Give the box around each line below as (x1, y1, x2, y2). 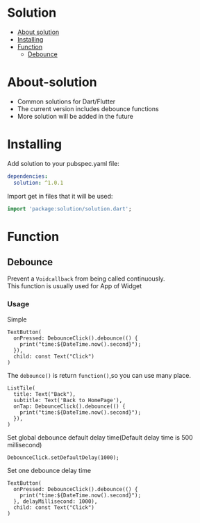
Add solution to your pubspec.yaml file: (7, 159, 120, 167)
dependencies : (7, 172, 49, 180)
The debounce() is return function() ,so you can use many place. (7, 371, 191, 379)
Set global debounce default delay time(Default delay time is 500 (7, 433, 193, 442)
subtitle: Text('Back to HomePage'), (13, 397, 123, 404)
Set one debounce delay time (7, 466, 92, 474)
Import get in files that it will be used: (7, 192, 113, 200)
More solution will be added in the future (17, 112, 133, 120)
